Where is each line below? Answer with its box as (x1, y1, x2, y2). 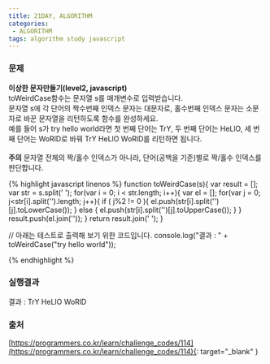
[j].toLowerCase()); (8, 205, 72, 214)
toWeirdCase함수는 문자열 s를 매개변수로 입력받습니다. (8, 93, 184, 102)
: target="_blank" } (196, 347, 259, 357)
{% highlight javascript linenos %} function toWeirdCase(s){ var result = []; (8, 179, 259, 188)
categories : (8, 19, 49, 28)
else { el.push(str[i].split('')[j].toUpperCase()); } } (78, 205, 242, 214)
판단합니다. (8, 162, 44, 172)
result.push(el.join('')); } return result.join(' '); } (8, 213, 164, 223)
